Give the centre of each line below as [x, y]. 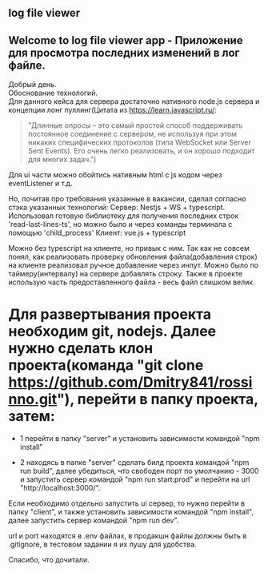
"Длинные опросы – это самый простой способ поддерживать [135, 125]
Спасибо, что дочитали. [49, 560]
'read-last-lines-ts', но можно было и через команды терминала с [120, 224]
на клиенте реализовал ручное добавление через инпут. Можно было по [133, 265]
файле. [27, 65]
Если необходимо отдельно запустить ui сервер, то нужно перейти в [127, 503]
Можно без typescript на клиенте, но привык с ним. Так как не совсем [129, 248]
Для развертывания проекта [110, 314]
